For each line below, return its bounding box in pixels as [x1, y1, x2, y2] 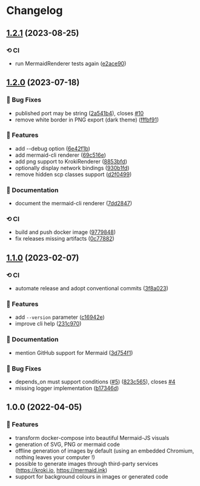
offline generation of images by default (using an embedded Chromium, [15, 447, 195, 454]
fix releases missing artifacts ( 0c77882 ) [15, 235, 115, 242]
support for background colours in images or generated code [15, 473, 168, 480]
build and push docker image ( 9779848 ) [15, 228, 116, 236]
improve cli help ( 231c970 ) [15, 320, 82, 327]
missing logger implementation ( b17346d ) [15, 385, 119, 392]
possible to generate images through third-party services [15, 460, 159, 467]
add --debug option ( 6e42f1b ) [15, 145, 91, 152]
